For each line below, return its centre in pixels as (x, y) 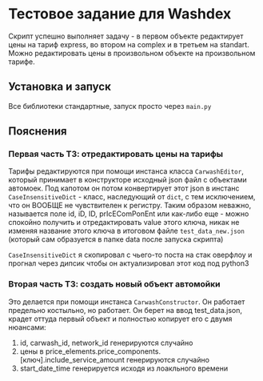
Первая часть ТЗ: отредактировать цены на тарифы (116, 154)
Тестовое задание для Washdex (120, 14)
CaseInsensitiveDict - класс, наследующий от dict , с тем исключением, (132, 197)
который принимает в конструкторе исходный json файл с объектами (128, 180)
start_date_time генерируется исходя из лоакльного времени (124, 368)
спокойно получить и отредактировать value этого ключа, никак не (124, 223)
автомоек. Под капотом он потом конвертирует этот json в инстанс (124, 188)
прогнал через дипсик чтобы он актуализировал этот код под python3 (129, 263)
